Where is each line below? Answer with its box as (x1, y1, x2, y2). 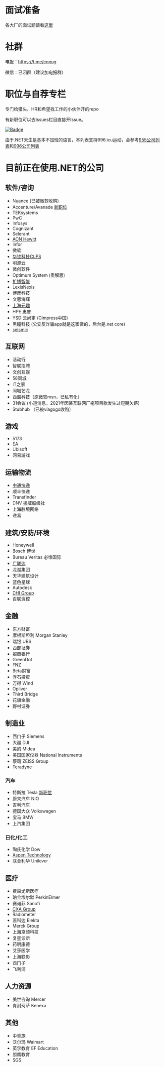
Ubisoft (12, 446, 28, 452)
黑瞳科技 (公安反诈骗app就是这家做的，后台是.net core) (12, 321, 125, 327)
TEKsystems (12, 210, 38, 216)
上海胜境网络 (12, 506, 39, 512)
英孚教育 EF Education (12, 1045, 58, 1051)
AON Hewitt (12, 236, 37, 242)
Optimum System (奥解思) (12, 272, 65, 278)
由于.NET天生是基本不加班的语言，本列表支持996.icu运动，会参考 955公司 (5, 136, 156, 142)
